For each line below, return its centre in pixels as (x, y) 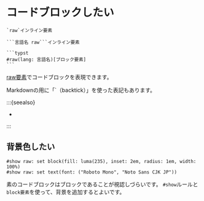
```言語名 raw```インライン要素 (43, 42)
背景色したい (31, 147)
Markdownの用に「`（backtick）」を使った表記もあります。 (81, 90)
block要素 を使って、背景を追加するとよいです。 (66, 192)
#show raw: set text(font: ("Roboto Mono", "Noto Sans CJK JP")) (92, 172)
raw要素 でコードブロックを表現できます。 (59, 77)
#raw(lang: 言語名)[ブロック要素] (46, 59)
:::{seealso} (21, 102)
